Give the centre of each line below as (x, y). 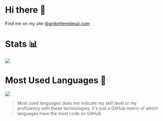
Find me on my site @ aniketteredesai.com (47, 23)
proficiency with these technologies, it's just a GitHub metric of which (87, 108)
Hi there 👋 (25, 10)
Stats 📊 (21, 44)
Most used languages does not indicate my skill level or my (77, 103)
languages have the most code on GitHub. (60, 113)
